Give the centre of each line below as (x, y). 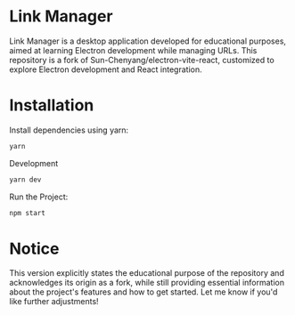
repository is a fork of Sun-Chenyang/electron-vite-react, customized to (142, 60)
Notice (34, 249)
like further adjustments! (54, 302)
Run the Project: (39, 197)
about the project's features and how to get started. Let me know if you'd (143, 292)
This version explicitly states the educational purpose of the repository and (147, 273)
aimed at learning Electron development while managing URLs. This (133, 50)
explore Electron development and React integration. (106, 69)
